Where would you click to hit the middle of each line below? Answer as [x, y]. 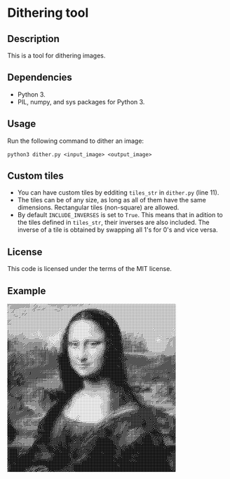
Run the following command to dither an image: [76, 141]
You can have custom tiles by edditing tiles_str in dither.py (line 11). [118, 193]
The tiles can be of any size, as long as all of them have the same [112, 200]
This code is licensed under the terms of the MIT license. [89, 269]
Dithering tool [48, 13]
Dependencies [40, 77]
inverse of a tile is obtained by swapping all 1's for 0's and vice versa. [118, 230]
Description [33, 39]
